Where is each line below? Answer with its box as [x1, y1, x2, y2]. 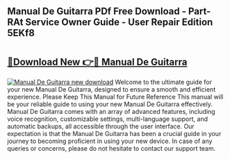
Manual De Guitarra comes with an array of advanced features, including [7, 108, 215, 115]
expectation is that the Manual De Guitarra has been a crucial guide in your [7, 130, 222, 137]
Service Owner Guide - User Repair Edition [25, 17, 213, 28]
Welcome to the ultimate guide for [114, 78, 212, 86]
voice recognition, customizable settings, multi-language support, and [7, 115, 208, 123]
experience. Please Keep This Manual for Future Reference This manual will [7, 93, 224, 101]
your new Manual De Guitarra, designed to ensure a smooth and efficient [7, 85, 216, 93]
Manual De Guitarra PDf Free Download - [7, 6, 186, 17]
